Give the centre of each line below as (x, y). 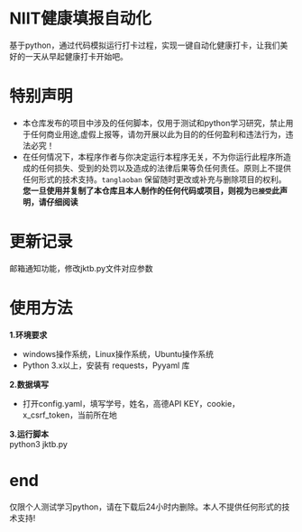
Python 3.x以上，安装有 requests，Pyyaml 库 (106, 365)
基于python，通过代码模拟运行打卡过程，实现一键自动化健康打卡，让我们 (145, 45)
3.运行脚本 (29, 434)
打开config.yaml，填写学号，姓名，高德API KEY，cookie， (131, 403)
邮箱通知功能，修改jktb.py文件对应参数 (81, 268)
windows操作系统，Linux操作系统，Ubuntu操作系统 (118, 353)
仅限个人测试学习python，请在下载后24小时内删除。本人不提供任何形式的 (146, 507)
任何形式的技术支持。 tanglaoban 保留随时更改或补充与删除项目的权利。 (154, 179)
